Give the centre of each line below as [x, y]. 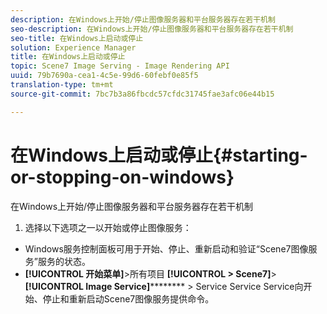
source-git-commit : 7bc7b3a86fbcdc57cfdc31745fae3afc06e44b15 [142, 94]
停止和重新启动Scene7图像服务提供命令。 [128, 298]
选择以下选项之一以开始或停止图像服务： [108, 227]
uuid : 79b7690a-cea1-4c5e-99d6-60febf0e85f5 [104, 76]
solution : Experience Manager [73, 47]
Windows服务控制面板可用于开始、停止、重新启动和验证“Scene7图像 [166, 248]
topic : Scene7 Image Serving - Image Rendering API [120, 66]
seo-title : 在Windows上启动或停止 [77, 38]
